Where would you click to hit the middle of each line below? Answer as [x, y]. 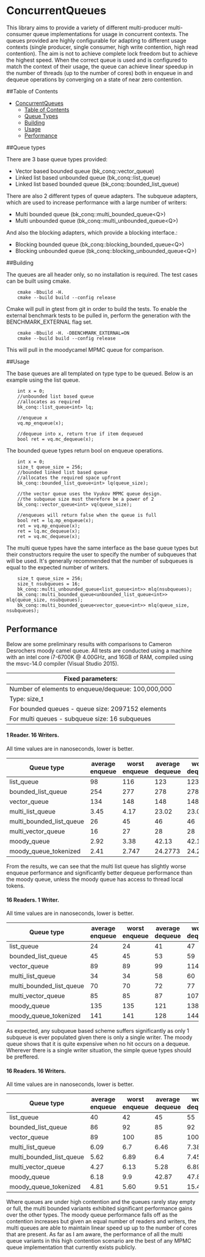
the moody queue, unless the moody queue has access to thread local [95, 879]
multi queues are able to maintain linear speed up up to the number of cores [102, 1228]
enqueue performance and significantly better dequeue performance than [99, 873]
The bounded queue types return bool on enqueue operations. [85, 450]
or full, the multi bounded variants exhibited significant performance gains [99, 1208]
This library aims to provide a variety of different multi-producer [87, 27]
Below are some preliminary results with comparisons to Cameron [89, 644]
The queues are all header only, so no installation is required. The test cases [102, 274]
